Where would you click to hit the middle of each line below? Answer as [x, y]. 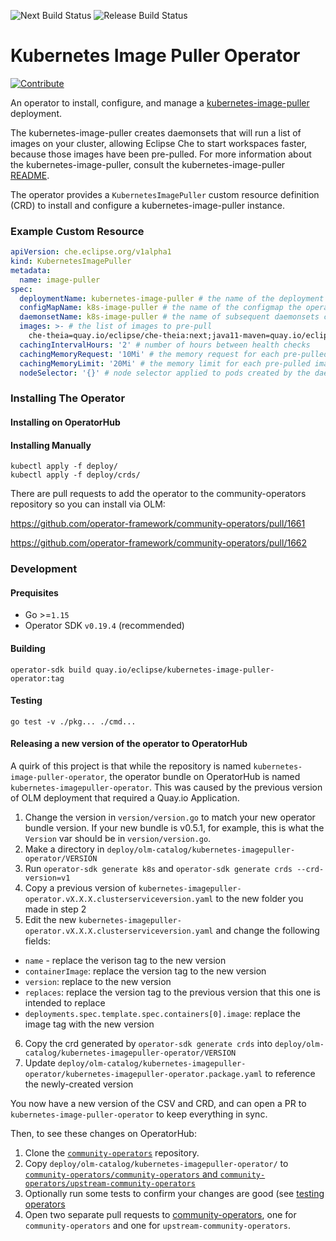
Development [44, 569]
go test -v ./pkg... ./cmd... [73, 721]
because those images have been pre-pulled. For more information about [161, 154]
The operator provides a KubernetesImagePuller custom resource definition [165, 194]
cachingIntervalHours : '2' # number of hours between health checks [165, 345]
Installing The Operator [68, 398]
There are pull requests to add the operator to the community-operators [158, 494]
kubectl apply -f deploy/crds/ [75, 475]
